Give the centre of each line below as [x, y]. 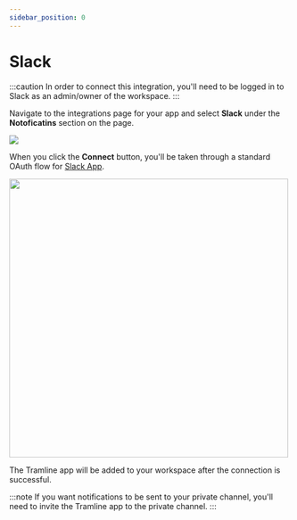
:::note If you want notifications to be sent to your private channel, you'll [141, 497]
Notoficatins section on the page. [72, 122]
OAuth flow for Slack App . [57, 166]
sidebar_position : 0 [48, 17]
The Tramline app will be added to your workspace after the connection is [145, 470]
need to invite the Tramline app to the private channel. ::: [113, 506]
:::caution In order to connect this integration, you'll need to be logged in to [147, 87]
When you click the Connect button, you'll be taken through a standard [140, 156]
